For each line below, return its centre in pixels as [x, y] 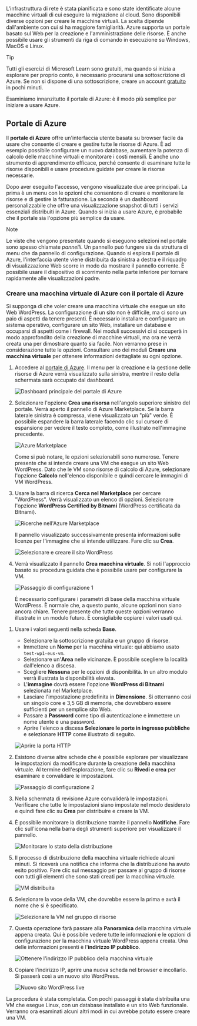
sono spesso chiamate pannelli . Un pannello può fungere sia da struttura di [97, 247]
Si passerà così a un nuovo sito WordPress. [67, 976]
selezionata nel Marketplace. [58, 691]
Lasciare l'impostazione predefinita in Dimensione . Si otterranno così [107, 697]
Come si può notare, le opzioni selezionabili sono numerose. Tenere [97, 457]
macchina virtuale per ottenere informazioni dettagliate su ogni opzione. [94, 356]
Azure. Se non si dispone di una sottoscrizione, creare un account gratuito [96, 81]
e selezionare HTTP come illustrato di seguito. [79, 734]
